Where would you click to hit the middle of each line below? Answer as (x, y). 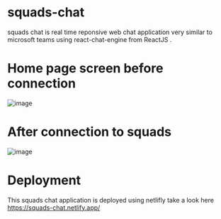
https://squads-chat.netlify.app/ (54, 208)
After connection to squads (90, 132)
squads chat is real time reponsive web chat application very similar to (110, 32)
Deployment (44, 180)
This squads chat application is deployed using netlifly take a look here (111, 200)
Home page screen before (85, 69)
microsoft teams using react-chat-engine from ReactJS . (90, 39)
